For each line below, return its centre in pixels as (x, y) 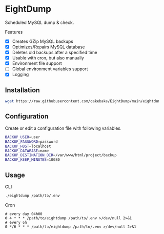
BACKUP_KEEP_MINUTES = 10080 (32, 160)
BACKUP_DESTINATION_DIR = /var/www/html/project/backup (61, 155)
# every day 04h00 (24, 214)
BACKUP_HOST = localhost (28, 146)
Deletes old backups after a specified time (55, 53)
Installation (22, 90)
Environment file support (37, 63)
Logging (20, 75)
